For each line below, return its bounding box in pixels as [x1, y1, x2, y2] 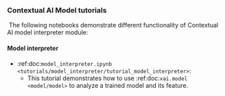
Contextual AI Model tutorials [7, 5, 107, 15]
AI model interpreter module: [7, 28, 88, 36]
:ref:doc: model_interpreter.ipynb [16, 59, 112, 67]
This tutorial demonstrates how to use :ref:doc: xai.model [27, 74, 188, 82]
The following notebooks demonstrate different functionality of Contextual [8, 21, 218, 29]
